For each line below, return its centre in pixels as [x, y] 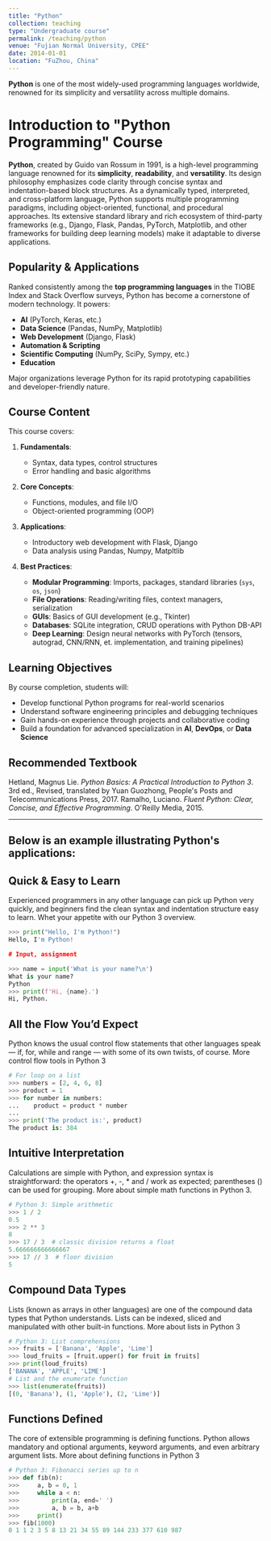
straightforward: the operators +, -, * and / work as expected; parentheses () [135, 1181]
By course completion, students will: [69, 687]
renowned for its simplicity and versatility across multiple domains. [119, 92]
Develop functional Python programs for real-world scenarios [122, 703]
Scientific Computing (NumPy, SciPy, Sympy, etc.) [104, 354]
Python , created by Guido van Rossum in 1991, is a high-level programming [133, 164]
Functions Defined [56, 1419]
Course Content [49, 412]
